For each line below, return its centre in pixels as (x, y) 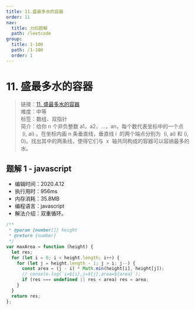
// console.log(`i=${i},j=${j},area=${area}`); (81, 274)
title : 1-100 (27, 45)
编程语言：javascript (39, 206)
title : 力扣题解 (30, 28)
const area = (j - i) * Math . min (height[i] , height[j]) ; (93, 269)
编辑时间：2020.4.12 (39, 184)
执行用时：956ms (36, 191)
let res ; (22, 252)
